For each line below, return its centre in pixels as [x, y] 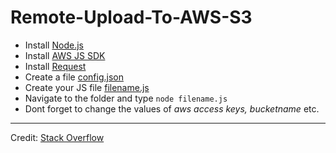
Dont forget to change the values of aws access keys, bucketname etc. [172, 108]
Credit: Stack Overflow [57, 137]
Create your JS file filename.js [87, 87]
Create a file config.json [74, 77]
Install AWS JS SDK [65, 55]
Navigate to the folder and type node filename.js [126, 98]
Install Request [55, 66]
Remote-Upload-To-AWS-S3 [131, 17]
